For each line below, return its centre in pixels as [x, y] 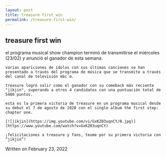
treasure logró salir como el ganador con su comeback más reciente [80, 86]
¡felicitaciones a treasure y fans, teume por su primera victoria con [83, 135]
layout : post [19, 10]
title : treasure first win [34, 15]
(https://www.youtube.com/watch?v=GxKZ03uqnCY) [57, 126]
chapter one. [19, 113]
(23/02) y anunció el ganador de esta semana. [54, 58]
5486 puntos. [19, 95]
